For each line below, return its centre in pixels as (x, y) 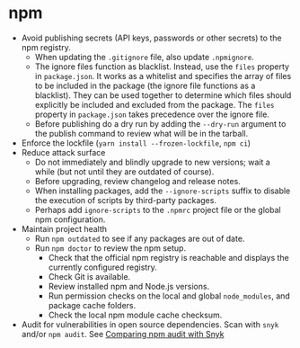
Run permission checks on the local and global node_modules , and (169, 296)
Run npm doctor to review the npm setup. (110, 248)
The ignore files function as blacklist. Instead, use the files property (162, 67)
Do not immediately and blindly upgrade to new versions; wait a (152, 162)
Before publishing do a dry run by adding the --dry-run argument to (160, 123)
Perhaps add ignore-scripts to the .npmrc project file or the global (158, 210)
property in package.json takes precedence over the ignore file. (152, 114)
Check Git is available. (89, 276)
